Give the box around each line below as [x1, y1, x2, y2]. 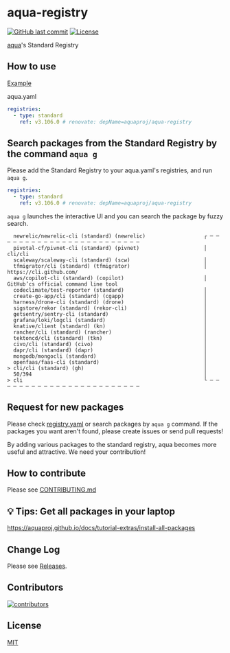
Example [7, 79, 32, 87]
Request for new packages [7, 402, 124, 413]
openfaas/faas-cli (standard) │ [13, 358, 207, 365]
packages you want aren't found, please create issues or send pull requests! [7, 427, 224, 435]
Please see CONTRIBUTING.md [7, 485, 97, 494]
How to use [7, 60, 56, 73]
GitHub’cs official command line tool [7, 280, 118, 288]
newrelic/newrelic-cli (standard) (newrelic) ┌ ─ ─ [13, 232, 220, 240]
